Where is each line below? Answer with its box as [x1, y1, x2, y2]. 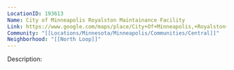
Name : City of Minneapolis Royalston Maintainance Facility [7, 17, 186, 24]
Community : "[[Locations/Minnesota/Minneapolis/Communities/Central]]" [7, 29, 219, 37]
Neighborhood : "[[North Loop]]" [7, 36, 101, 43]
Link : [7, 23, 23, 30]
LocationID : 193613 [7, 10, 64, 17]
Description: [7, 55, 42, 63]
